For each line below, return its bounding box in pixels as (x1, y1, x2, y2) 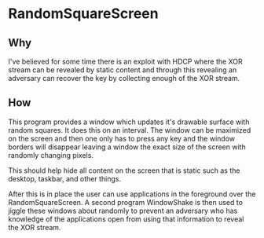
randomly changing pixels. (8, 150, 94, 159)
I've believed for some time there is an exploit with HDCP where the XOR (8, 57, 243, 66)
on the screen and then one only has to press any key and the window (8, 134, 236, 143)
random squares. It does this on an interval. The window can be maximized (8, 125, 251, 134)
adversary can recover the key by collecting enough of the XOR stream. (8, 74, 240, 82)
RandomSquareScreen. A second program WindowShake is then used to (8, 197, 244, 207)
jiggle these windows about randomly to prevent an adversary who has (8, 206, 238, 215)
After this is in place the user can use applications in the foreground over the (8, 189, 256, 199)
